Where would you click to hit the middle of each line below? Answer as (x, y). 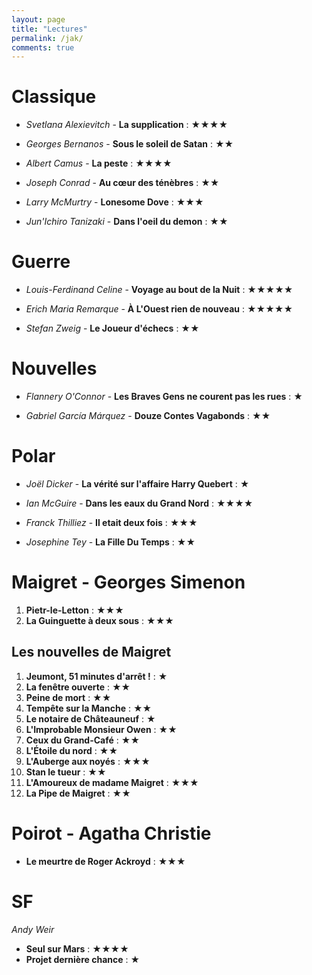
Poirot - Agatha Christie (111, 833)
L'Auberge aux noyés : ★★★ (88, 761)
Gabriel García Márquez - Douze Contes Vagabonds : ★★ (148, 416)
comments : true (43, 47)
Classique (54, 97)
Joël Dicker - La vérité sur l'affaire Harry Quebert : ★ (137, 484)
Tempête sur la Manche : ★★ (89, 708)
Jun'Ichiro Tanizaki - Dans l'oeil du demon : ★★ (127, 222)
